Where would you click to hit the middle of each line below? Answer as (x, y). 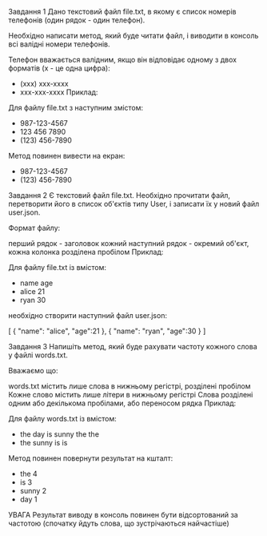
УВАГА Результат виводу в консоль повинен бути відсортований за (123, 515)
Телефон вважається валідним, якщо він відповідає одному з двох (123, 60)
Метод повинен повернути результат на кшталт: (91, 458)
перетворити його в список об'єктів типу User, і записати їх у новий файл (134, 204)
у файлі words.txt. (38, 355)
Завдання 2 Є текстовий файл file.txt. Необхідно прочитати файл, (119, 195)
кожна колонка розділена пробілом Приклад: (86, 252)
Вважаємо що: (33, 371)
